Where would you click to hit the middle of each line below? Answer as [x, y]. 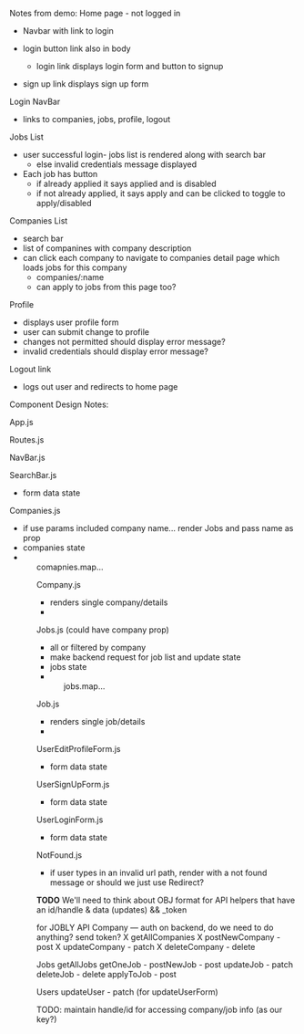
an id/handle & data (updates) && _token [111, 910]
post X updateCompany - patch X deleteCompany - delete [146, 947]
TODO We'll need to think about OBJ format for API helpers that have [166, 900]
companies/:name [70, 277]
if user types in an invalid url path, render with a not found [158, 872]
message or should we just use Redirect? [127, 883]
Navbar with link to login [68, 31]
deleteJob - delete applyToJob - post [106, 974]
